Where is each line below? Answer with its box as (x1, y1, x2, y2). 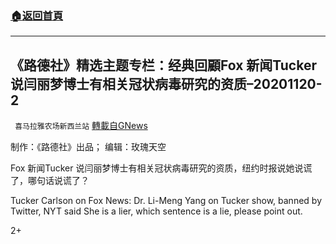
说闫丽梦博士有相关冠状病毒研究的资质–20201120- (10, 75, 323, 92)
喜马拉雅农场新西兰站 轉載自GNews (14, 120, 148, 132)
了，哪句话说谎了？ (10, 175, 90, 187)
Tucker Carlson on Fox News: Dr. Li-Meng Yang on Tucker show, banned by (10, 195, 322, 207)
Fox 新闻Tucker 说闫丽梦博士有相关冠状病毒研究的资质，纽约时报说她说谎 (10, 162, 313, 174)
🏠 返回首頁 (10, 8, 64, 22)
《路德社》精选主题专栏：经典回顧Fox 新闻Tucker (10, 57, 318, 74)
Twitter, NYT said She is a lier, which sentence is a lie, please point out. (10, 205, 303, 217)
